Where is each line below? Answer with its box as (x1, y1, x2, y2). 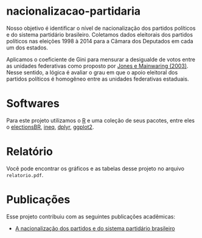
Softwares (6, 96, 60, 110)
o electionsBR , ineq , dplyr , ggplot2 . (6, 123, 94, 131)
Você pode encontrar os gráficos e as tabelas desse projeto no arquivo (6, 165, 184, 172)
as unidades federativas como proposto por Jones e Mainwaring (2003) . (6, 62, 189, 70)
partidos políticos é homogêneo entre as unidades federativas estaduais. (6, 75, 189, 82)
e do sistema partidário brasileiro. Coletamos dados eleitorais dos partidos (6, 31, 193, 38)
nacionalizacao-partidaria (6, 4, 141, 18)
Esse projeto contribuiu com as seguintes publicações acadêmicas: (6, 212, 175, 220)
